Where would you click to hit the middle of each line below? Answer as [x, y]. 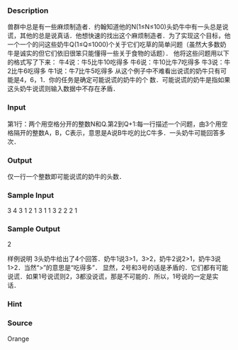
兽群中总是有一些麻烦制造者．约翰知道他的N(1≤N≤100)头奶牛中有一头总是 [115, 27]
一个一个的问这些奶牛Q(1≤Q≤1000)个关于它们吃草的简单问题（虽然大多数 [114, 45]
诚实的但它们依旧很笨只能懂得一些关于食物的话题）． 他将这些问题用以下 [124, 53]
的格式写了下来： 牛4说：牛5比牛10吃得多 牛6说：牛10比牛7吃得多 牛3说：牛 [119, 62]
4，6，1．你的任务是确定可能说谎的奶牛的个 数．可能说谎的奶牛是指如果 [125, 80]
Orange [18, 339]
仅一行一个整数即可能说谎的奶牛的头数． [66, 176]
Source [20, 323]
